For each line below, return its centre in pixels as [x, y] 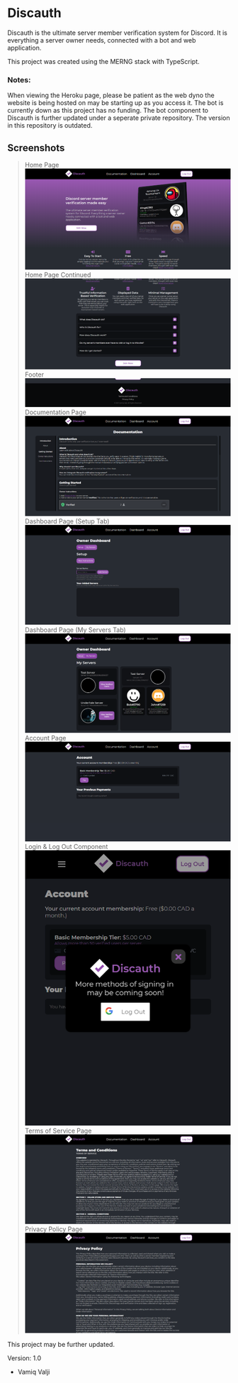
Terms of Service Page [58, 1131]
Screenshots [36, 148]
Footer [34, 374]
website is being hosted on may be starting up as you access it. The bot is [115, 103]
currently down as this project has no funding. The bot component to [108, 111]
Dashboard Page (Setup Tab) [67, 521]
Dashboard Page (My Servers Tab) [75, 630]
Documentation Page [55, 412]
